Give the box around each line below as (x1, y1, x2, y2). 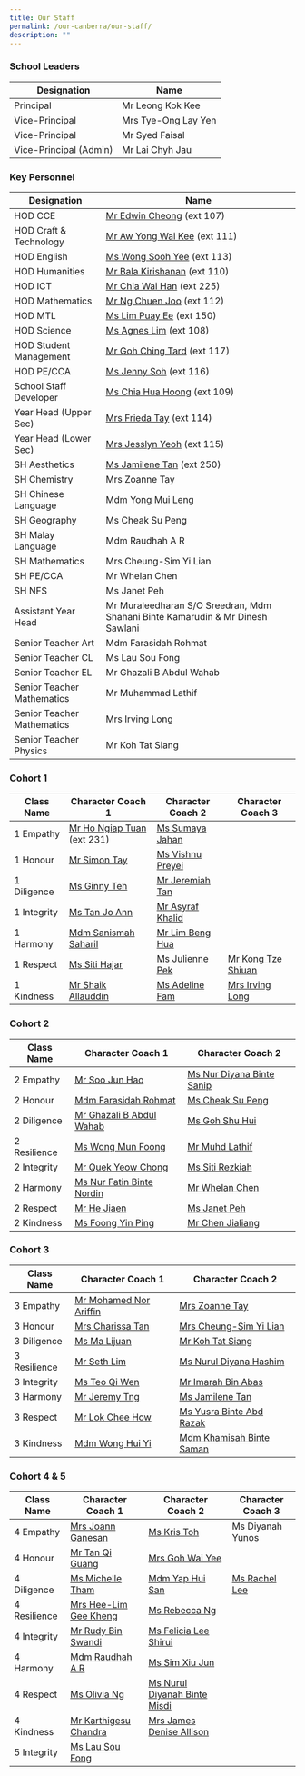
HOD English (14, 250, 68, 263)
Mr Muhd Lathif (187, 1140, 253, 1152)
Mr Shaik (68, 979, 107, 992)
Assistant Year (14, 604, 75, 617)
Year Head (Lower (14, 432, 92, 444)
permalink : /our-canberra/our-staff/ (9, 22, 152, 31)
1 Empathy (14, 828, 61, 841)
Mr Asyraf (156, 901, 200, 913)
